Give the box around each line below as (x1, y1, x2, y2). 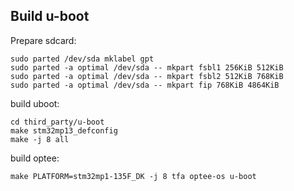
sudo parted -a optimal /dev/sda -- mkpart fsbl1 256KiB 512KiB (10, 62, 284, 73)
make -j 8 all (10, 134, 70, 144)
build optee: (10, 152, 60, 164)
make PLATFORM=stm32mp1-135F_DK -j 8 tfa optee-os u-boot (10, 171, 257, 181)
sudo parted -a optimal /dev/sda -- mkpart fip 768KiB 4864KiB (10, 80, 280, 90)
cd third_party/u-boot (10, 117, 105, 127)
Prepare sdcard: (10, 34, 77, 46)
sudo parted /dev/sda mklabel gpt (10, 54, 155, 64)
